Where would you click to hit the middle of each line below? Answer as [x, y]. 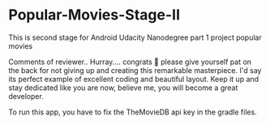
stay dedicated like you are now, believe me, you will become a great [123, 88]
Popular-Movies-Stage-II [94, 15]
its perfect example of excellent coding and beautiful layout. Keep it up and [134, 79]
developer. [26, 96]
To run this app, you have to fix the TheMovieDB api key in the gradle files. [133, 112]
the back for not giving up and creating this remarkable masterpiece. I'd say [135, 70]
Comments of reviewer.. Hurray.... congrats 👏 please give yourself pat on [130, 62]
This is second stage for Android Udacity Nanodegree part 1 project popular [135, 37]
